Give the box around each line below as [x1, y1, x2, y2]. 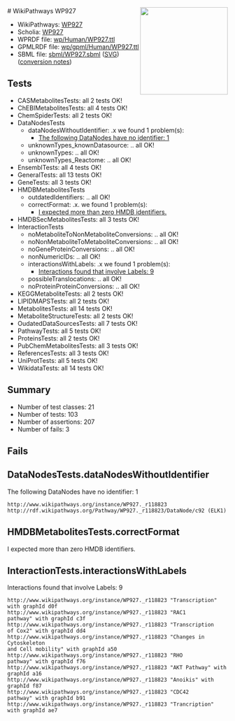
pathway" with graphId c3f [7, 615, 86, 622]
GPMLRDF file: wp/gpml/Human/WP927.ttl [17, 43, 139, 51]
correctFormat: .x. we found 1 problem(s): [27, 200, 148, 208]
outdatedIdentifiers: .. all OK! [27, 192, 111, 201]
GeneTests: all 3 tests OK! [17, 178, 92, 186]
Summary [7, 384, 51, 396]
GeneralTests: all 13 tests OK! [17, 171, 102, 179]
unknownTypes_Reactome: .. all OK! [27, 155, 131, 164]
